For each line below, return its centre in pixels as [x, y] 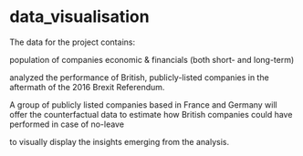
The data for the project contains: [72, 42]
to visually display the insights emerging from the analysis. [120, 141]
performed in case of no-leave [67, 124]
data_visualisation [79, 17]
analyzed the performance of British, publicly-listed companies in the [139, 77]
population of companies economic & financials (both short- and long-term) [152, 59]
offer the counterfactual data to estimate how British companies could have [151, 114]
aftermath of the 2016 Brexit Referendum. [87, 87]
